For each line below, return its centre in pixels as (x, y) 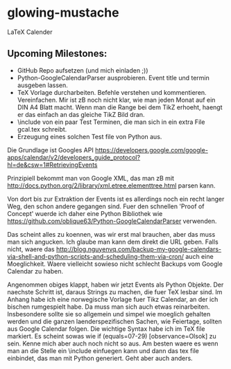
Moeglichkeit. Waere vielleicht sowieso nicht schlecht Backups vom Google (115, 264)
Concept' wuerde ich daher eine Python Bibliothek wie (85, 213)
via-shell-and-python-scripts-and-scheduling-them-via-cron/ (96, 256)
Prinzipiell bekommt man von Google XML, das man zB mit (91, 178)
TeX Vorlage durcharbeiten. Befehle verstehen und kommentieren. (112, 92)
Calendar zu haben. (35, 271)
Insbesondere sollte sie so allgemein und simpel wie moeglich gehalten (109, 314)
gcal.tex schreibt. (42, 129)
